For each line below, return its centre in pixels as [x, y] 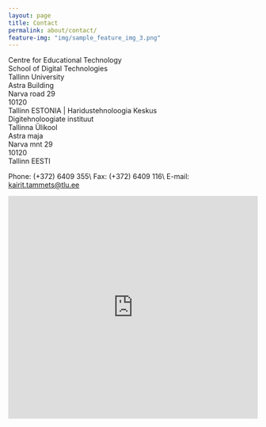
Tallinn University [36, 77]
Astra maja [26, 136]
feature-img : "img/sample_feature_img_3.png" [84, 38]
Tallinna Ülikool [33, 128]
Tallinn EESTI [30, 161]
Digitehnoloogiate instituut [51, 119]
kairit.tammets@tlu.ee [44, 185]
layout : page [30, 15]
